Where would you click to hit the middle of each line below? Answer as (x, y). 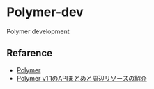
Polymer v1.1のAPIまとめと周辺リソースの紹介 (82, 78)
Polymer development (38, 31)
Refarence (30, 53)
